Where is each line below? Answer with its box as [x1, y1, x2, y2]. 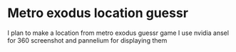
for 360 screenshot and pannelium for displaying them [7, 36, 168, 44]
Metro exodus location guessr [7, 5, 189, 21]
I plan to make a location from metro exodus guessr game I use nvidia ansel [7, 28, 230, 37]
